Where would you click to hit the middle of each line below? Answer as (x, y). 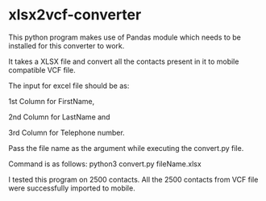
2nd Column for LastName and (59, 117)
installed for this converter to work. (66, 45)
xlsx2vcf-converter (75, 15)
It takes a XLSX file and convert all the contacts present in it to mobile (124, 61)
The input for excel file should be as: (69, 86)
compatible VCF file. (42, 69)
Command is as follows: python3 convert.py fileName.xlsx (105, 164)
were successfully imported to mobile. (72, 188)
